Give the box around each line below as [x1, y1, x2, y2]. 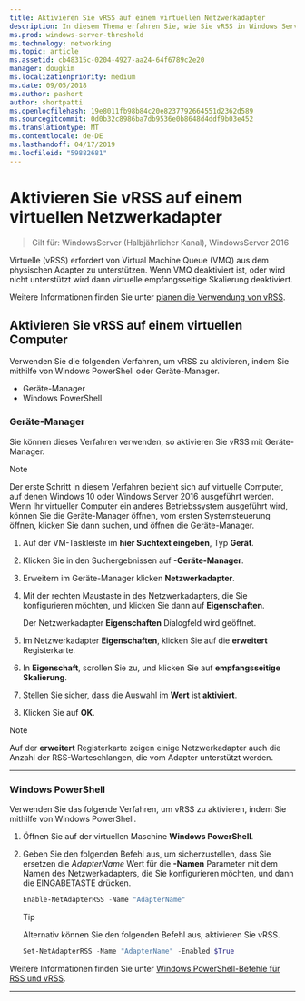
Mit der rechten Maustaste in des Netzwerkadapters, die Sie [22, 590, 248, 600]
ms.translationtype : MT [9, 124, 100, 133]
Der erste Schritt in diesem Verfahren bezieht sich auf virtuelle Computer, [9, 481, 284, 491]
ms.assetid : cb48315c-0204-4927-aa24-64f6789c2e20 [9, 55, 205, 64]
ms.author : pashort [9, 89, 84, 98]
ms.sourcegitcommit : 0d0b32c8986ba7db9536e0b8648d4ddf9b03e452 [9, 114, 254, 124]
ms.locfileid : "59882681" [9, 148, 107, 157]
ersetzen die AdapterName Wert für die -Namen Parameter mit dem [22, 857, 279, 868]
